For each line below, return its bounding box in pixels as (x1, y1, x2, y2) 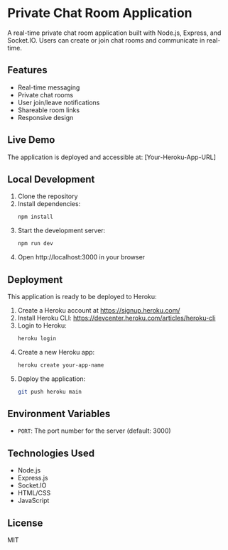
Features (7, 64, 48, 76)
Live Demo (7, 134, 55, 146)
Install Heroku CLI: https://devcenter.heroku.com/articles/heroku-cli (17, 313, 216, 322)
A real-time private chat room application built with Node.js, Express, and (7, 28, 222, 37)
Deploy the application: (17, 374, 86, 383)
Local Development (7, 173, 95, 185)
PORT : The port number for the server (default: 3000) (17, 426, 172, 435)
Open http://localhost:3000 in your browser (17, 253, 146, 261)
